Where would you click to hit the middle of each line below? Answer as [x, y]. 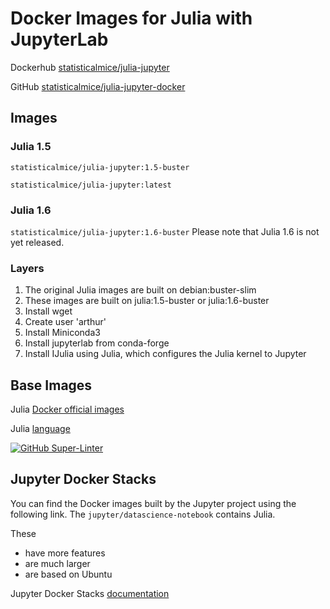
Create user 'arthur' [65, 322]
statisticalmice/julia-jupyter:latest [91, 185]
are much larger [57, 563]
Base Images [51, 385]
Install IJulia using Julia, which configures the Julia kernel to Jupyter [165, 354]
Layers [27, 268]
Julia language [40, 429]
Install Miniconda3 [62, 333]
